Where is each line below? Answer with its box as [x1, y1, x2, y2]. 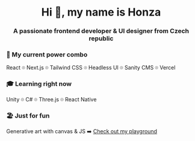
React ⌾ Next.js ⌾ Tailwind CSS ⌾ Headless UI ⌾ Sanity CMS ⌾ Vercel [6, 64, 176, 71]
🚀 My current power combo [6, 50, 88, 59]
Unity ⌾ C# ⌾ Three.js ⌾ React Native [6, 95, 97, 103]
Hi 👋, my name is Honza [41, 5, 161, 19]
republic [88, 34, 114, 43]
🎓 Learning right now [6, 80, 72, 88]
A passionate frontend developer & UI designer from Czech [13, 27, 190, 35]
